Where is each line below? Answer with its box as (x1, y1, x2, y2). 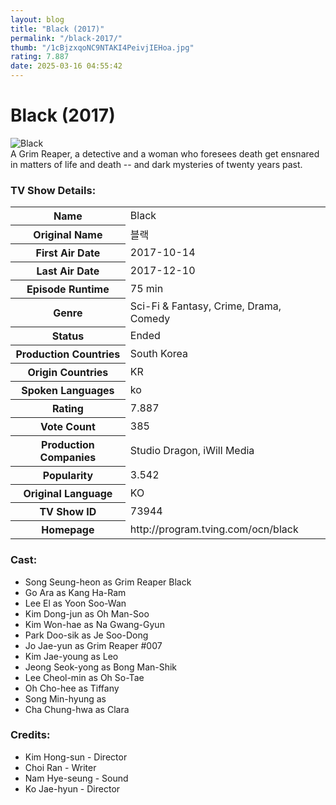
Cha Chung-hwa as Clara (24, 703, 130, 715)
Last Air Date (36, 264, 100, 278)
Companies (39, 451, 97, 465)
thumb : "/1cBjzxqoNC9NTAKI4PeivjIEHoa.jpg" (10, 42, 195, 53)
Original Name (33, 227, 103, 241)
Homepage (41, 523, 95, 537)
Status (51, 329, 85, 343)
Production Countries (15, 347, 121, 361)
